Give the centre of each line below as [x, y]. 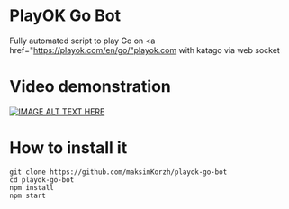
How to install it [68, 148]
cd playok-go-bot [42, 180]
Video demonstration [90, 87]
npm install [32, 187]
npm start [28, 195]
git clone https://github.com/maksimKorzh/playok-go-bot [118, 172]
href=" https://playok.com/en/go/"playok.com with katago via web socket [145, 50]
